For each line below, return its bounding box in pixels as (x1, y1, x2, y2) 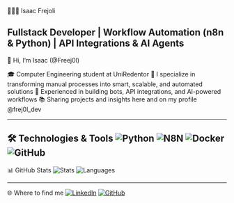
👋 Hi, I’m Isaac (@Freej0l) (7, 56, 80, 64)
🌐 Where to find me (7, 188, 64, 197)
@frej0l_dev (7, 105, 42, 113)
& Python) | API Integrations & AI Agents (7, 38, 185, 49)
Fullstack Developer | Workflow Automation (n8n (7, 26, 224, 38)
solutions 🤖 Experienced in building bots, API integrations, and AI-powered (7, 87, 221, 95)
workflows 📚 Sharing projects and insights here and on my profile (7, 95, 197, 104)
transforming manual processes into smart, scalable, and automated (7, 80, 203, 88)
